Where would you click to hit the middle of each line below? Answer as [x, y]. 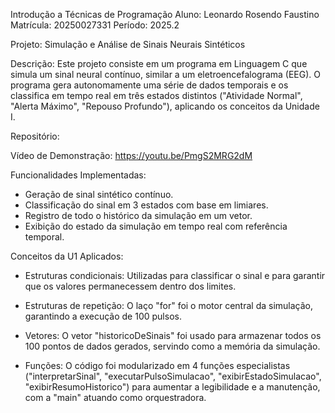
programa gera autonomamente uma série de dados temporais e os [149, 85]
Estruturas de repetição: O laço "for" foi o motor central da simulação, [168, 305]
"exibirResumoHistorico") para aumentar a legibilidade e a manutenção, [172, 387]
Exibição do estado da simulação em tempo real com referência [156, 226]
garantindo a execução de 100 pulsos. [103, 316]
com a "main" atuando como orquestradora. [115, 397]
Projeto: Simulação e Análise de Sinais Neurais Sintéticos [128, 44]
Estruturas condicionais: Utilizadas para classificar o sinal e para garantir [175, 275]
